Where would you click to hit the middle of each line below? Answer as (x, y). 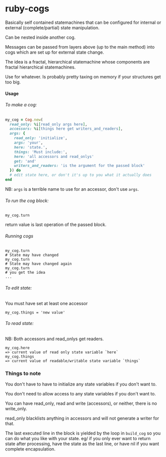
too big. (13, 82)
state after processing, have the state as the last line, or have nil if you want (82, 444)
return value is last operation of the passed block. (56, 225)
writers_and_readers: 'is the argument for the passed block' (80, 166)
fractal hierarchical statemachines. (40, 67)
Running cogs (19, 236)
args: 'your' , (28, 143)
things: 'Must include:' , (41, 152)
